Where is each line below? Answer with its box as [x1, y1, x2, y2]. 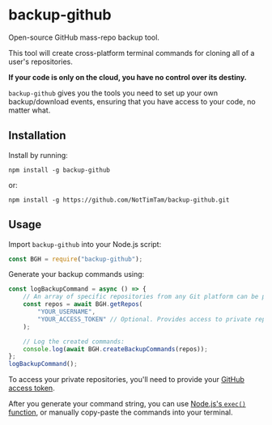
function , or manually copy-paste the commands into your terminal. [8, 407, 233, 418]
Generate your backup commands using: [8, 270, 145, 279]
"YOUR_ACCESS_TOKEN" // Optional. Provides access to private [37, 315, 252, 323]
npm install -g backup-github [8, 166, 111, 174]
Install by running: [8, 150, 69, 159]
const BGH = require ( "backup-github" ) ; [8, 255, 143, 263]
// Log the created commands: [23, 338, 125, 346]
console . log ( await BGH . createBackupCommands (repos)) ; [23, 345, 208, 353]
